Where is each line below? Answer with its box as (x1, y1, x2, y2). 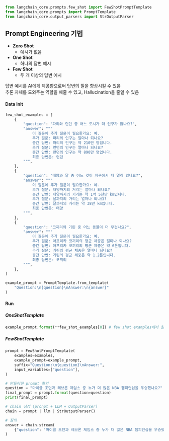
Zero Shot (12, 43, 34, 49)
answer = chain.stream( (5, 422, 55, 427)
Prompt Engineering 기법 (5, 29, 83, 38)
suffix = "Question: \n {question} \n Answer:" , (14, 362, 105, 367)
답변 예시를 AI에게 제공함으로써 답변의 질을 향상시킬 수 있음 (5, 83, 121, 89)
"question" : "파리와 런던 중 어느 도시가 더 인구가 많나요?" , (23, 121, 137, 127)
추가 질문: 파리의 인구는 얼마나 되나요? (32, 136, 104, 141)
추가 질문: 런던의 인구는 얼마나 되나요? (32, 145, 104, 150)
